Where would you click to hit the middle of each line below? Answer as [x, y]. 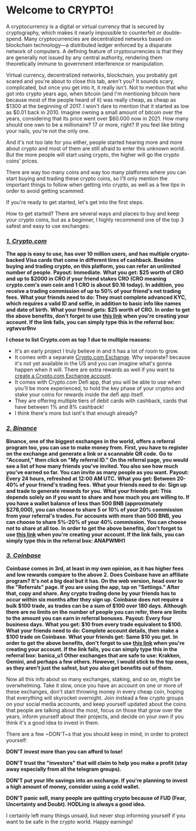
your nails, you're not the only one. [48, 131]
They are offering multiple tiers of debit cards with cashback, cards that [101, 401]
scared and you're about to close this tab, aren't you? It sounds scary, [90, 81]
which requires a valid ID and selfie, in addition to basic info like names [94, 304]
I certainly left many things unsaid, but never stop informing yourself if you [96, 815]
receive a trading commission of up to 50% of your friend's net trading [94, 291]
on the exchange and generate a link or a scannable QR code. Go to [89, 453]
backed [16, 260]
